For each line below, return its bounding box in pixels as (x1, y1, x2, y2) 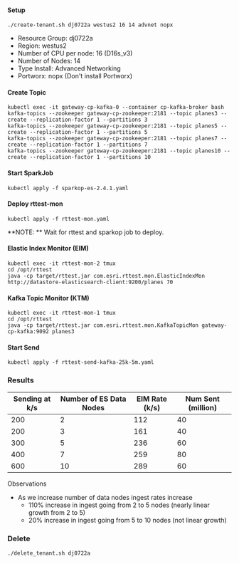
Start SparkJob (7, 169, 53, 177)
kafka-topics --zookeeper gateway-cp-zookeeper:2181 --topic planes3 (7, 110, 218, 117)
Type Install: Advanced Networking (17, 64, 121, 73)
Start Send (7, 343, 40, 352)
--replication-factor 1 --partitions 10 (29, 154, 152, 161)
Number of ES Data (60, 394, 127, 404)
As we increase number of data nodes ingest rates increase (17, 493, 193, 501)
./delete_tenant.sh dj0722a (7, 550, 91, 557)
